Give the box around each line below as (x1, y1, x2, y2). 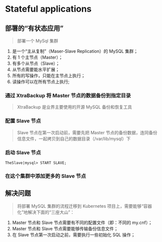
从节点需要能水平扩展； (12, 67, 60, 72)
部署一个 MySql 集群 (17, 38, 59, 43)
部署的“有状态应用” (5, 24, 64, 32)
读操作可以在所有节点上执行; (12, 79, 70, 84)
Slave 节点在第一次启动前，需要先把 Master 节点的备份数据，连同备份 (17, 129, 158, 135)
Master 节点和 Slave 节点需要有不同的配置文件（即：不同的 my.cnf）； (12, 220, 153, 225)
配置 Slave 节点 (5, 118, 41, 124)
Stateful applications (5, 3, 92, 15)
